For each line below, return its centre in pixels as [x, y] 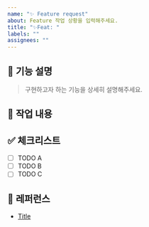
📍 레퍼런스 [29, 199]
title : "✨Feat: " [34, 27]
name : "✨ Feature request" [48, 14]
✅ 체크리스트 [34, 141]
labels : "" [23, 34]
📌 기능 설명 [30, 71]
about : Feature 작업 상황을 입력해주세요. [63, 21]
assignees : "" [28, 41]
